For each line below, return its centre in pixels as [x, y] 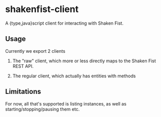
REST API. [23, 66]
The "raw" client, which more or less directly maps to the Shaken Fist [84, 61]
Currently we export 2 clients [35, 51]
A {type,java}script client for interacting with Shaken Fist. [64, 23]
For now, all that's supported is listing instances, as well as [66, 103]
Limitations [23, 92]
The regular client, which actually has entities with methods [74, 76]
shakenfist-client [42, 9]
